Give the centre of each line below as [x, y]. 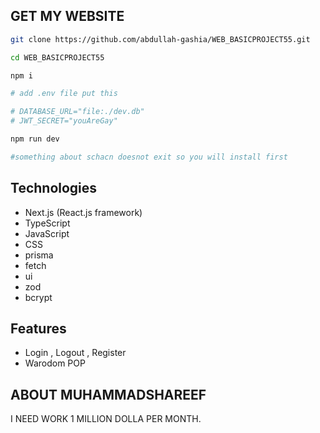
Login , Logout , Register [75, 353]
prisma [39, 255]
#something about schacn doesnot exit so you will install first [149, 157]
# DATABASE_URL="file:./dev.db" [77, 112]
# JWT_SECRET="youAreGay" [64, 121]
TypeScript [47, 223]
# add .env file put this [64, 94]
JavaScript [47, 233]
